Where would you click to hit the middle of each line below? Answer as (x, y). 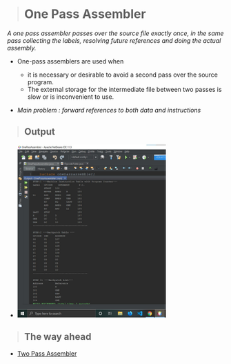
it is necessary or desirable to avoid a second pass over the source (123, 75)
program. (40, 82)
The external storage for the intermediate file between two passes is (124, 89)
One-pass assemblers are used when (70, 61)
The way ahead (58, 337)
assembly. (22, 48)
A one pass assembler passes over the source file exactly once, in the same (115, 33)
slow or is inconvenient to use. (71, 97)
